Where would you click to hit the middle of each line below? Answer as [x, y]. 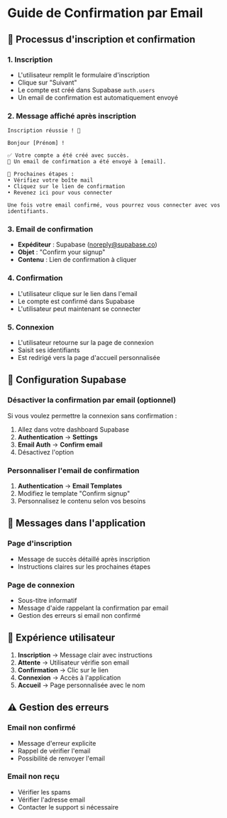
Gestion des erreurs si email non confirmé [79, 616]
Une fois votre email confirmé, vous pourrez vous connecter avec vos [114, 205]
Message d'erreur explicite [57, 743]
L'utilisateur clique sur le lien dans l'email [77, 293]
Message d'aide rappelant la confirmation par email [93, 608]
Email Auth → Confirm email [60, 445]
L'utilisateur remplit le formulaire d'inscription [84, 75]
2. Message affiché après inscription [72, 116]
